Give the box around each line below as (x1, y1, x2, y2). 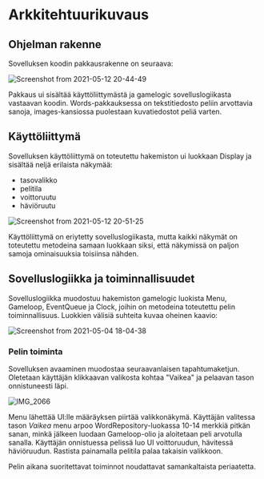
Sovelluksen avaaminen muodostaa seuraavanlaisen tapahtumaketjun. (8, 364, 240, 373)
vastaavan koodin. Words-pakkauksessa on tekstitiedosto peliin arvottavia (8, 99, 254, 107)
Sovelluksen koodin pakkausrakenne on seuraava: (8, 58, 174, 68)
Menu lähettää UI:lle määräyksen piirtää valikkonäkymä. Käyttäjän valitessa (8, 412, 256, 421)
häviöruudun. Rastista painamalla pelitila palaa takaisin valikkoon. (8, 446, 223, 456)
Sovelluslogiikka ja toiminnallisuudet (8, 272, 195, 286)
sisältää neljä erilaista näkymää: (8, 159, 114, 169)
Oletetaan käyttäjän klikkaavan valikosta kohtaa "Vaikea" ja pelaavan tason (8, 372, 254, 382)
